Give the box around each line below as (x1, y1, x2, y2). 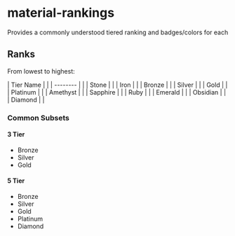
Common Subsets (7, 113, 70, 123)
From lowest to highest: (7, 67, 75, 75)
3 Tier (7, 130, 25, 139)
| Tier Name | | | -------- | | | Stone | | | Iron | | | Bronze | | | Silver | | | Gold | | (7, 81, 228, 89)
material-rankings (7, 5, 114, 21)
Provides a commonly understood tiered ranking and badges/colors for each (7, 28, 229, 36)
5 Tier (7, 176, 25, 185)
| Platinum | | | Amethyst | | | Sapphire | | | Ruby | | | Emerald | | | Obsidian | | (7, 88, 227, 96)
